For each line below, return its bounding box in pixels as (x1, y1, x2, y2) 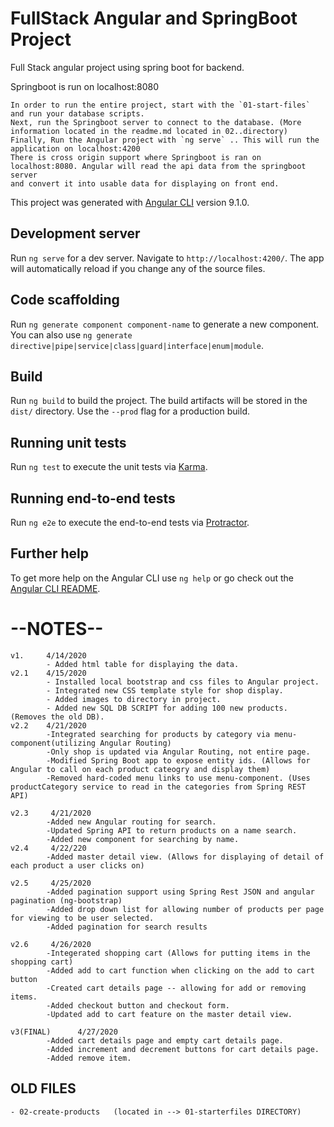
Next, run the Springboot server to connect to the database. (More (10, 117, 302, 127)
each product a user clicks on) (10, 860, 145, 871)
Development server (10, 225, 141, 242)
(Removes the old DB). (10, 712, 105, 722)
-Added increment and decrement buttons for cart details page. (46, 1044, 320, 1054)
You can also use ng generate (10, 328, 133, 341)
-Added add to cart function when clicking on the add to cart (46, 965, 315, 976)
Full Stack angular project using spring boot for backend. (10, 61, 245, 73)
